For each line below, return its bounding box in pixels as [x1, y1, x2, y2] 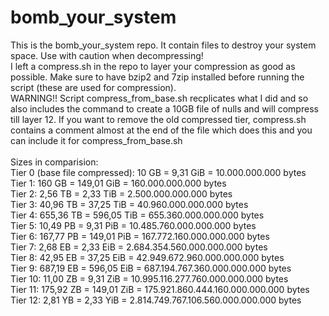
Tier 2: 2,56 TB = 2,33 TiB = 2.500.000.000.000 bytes [10, 187, 233, 200]
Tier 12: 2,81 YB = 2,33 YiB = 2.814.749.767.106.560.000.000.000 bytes [10, 294, 302, 306]
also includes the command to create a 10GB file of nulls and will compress [10, 102, 319, 115]
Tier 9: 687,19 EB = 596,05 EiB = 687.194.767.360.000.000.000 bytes [10, 262, 292, 274]
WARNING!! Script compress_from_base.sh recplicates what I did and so [10, 92, 309, 104]
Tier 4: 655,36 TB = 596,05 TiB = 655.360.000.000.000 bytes [10, 209, 265, 221]
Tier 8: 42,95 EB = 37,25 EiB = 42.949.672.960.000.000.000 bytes [10, 251, 285, 263]
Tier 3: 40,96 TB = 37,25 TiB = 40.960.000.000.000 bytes [10, 198, 249, 210]
